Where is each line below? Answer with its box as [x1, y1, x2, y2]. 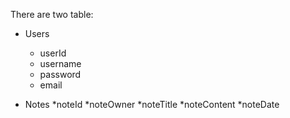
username [39, 58, 82, 69]
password [39, 69, 82, 80]
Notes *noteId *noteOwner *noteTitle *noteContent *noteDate [24, 99, 280, 110]
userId [39, 47, 67, 59]
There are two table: [10, 9, 94, 20]
